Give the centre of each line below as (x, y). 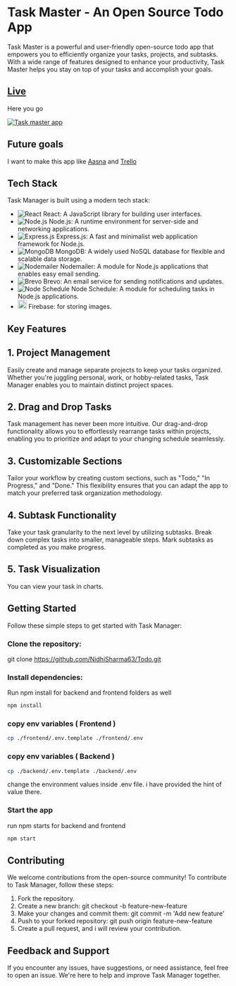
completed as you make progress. (57, 547)
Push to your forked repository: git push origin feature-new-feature (115, 921)
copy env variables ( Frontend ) (62, 724)
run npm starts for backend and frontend (67, 825)
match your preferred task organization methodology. (85, 493)
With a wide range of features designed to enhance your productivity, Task (116, 61)
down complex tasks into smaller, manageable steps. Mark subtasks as (110, 540)
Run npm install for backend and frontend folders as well (89, 693)
